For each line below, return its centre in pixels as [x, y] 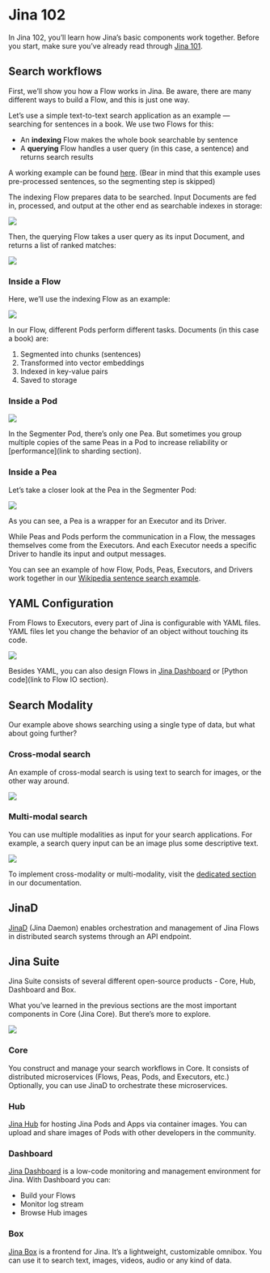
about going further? [43, 733]
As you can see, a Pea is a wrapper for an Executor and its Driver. [118, 521]
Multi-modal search [48, 817]
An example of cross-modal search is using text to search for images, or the [135, 772]
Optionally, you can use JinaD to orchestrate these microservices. [118, 1085]
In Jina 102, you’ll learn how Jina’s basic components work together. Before [134, 37]
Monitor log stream [52, 1204]
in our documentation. [45, 882]
